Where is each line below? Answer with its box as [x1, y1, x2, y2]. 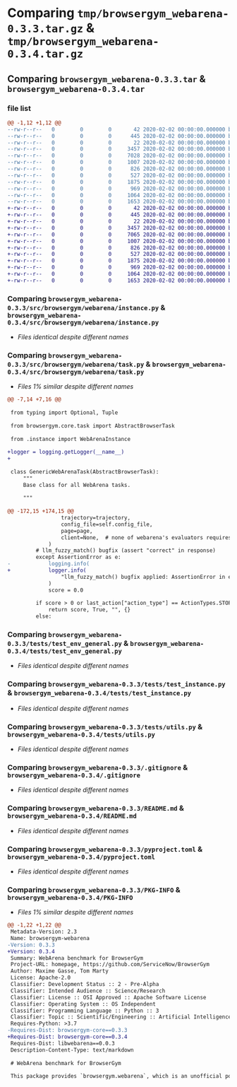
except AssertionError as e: [35, 553, 121, 561]
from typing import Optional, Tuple [10, 409, 119, 416]
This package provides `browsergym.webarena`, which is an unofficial [10, 1073, 222, 1080]
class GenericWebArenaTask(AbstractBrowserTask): [10, 468, 159, 475]
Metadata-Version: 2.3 [10, 928, 78, 936]
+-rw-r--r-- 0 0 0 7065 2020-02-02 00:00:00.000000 [7, 231, 226, 238]
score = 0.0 [48, 587, 83, 594]
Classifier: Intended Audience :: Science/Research [10, 987, 166, 994]
